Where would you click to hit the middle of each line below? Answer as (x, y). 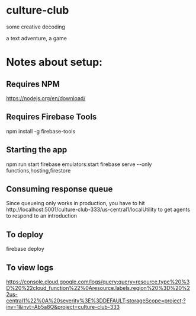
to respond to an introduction (42, 216)
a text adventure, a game (36, 38)
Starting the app (37, 150)
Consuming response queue (60, 189)
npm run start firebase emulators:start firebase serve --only (79, 164)
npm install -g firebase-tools (41, 131)
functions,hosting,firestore (38, 170)
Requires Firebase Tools (52, 117)
